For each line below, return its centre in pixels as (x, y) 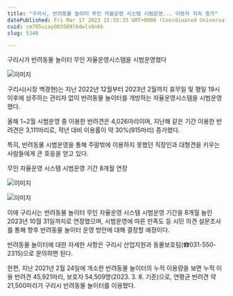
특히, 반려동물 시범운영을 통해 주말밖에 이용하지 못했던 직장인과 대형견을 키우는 (114, 145)
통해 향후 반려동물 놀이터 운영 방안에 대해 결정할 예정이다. (92, 230)
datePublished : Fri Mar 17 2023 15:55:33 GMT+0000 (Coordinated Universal (118, 20)
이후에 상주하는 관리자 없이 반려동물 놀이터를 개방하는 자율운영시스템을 (103, 98)
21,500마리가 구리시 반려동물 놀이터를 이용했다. (71, 286)
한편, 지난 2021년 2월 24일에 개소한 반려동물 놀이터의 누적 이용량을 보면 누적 (111, 268)
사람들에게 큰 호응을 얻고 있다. (48, 154)
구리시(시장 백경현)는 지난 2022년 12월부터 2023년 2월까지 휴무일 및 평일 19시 (114, 89)
